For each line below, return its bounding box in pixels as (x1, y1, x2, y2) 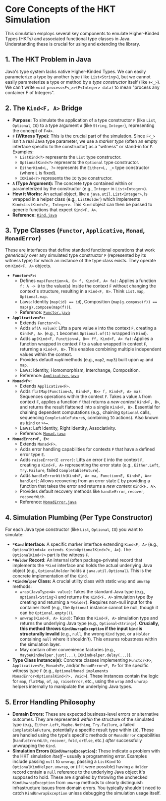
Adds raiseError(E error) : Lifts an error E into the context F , (19, 457, 144, 463)
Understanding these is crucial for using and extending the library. (5, 41, 140, 47)
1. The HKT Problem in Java (5, 56, 92, 64)
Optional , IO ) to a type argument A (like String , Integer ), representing (12, 122, 155, 128)
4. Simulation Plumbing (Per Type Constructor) (5, 513, 153, 521)
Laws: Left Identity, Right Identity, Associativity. (19, 425, 116, 431)
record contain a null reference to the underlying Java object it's (12, 769, 145, 775)
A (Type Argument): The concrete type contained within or (12, 180, 133, 186)
